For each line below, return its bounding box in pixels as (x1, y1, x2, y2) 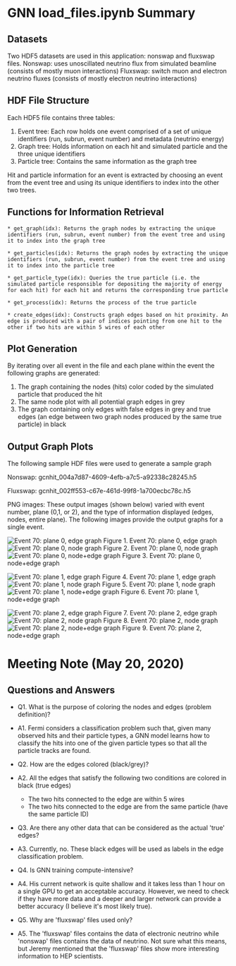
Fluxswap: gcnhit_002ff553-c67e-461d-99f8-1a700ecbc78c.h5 (7, 487, 192, 495)
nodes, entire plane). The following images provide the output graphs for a (7, 515, 223, 524)
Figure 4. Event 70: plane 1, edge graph (101, 573, 216, 581)
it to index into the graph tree (7, 237, 106, 244)
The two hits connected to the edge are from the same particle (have (27, 802, 228, 811)
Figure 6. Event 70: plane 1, (120, 588, 199, 596)
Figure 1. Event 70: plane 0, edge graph (103, 536, 217, 545)
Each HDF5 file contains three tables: (7, 113, 115, 121)
